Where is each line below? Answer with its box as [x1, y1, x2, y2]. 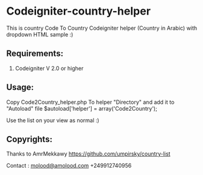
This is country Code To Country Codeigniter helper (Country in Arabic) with [6, 24, 198, 32]
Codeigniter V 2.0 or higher [15, 64, 84, 72]
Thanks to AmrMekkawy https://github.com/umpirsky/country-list [6, 150, 171, 157]
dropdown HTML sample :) [6, 30, 74, 38]
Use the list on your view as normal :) [6, 117, 100, 124]
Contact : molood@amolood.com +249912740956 [6, 162, 132, 170]
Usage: [6, 82, 35, 92]
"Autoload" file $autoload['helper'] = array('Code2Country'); [6, 105, 157, 112]
